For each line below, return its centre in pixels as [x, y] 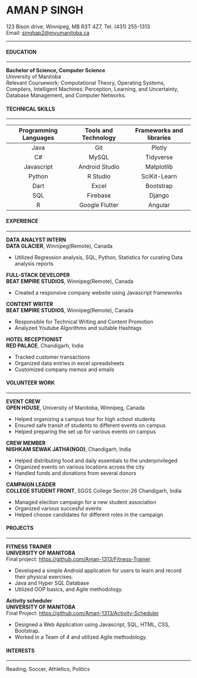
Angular [159, 205]
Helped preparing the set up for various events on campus [85, 431]
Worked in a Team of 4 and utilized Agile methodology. [81, 637]
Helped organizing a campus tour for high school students [85, 419]
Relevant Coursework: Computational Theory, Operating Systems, [86, 83]
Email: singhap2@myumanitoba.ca [48, 32]
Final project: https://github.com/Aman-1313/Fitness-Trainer [78, 559]
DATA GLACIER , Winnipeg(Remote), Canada [60, 246]
